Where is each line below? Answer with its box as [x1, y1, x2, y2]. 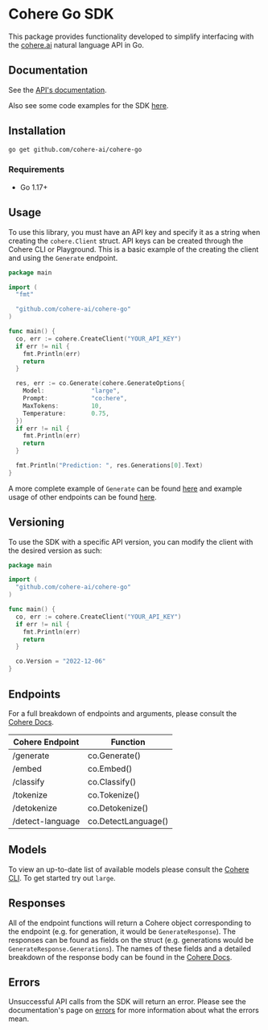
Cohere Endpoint [13, 736, 80, 747]
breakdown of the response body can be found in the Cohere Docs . [8, 952, 233, 961]
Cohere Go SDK [8, 5, 114, 23]
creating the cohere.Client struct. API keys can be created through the [8, 236, 244, 245]
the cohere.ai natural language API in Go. [8, 40, 145, 49]
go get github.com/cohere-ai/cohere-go [8, 145, 142, 153]
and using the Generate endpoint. [8, 253, 118, 262]
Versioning [8, 516, 64, 530]
